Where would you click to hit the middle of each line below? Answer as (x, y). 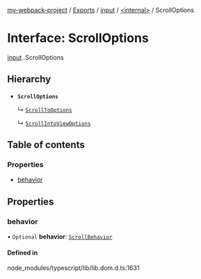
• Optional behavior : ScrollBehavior (60, 237)
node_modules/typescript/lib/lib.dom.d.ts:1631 (73, 268)
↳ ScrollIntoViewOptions (54, 123)
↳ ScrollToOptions (45, 109)
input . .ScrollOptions (35, 57)
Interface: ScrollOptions (78, 38)
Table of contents (46, 145)
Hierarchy (29, 79)
